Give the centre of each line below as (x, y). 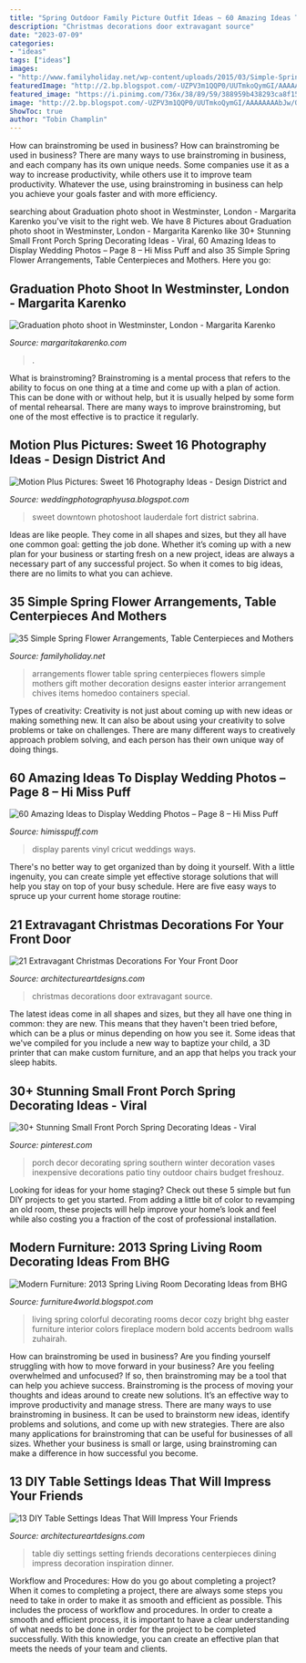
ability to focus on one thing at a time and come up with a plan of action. (145, 387)
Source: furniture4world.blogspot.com (82, 1301)
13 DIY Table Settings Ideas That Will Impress (140, 1482)
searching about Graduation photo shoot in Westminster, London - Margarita (153, 212)
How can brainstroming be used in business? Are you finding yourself (140, 1356)
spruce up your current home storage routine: (95, 896)
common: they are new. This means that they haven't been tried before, (143, 1024)
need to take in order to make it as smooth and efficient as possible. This (146, 1600)
